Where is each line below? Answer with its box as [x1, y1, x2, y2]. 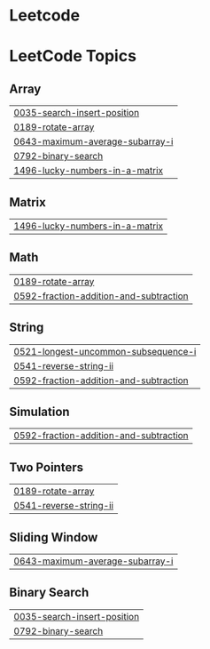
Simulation [9, 405, 70, 420]
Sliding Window [9, 530, 98, 545]
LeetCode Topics [9, 46, 137, 67]
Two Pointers [9, 460, 84, 475]
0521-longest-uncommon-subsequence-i [13, 345, 197, 357]
